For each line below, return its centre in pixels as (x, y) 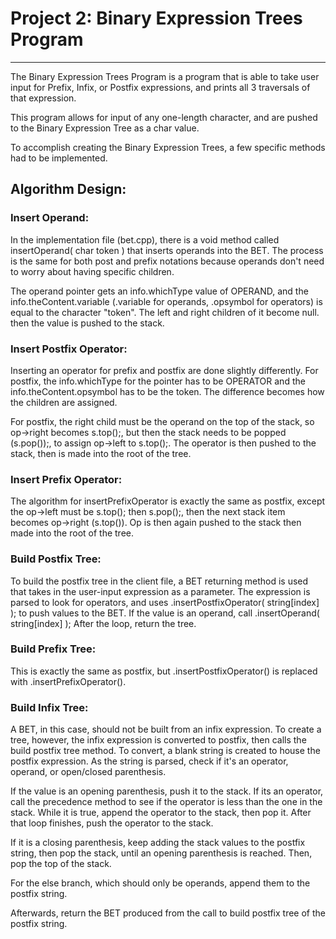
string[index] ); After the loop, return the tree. (103, 623)
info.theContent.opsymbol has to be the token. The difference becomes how (167, 391)
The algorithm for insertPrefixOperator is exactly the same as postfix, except (168, 501)
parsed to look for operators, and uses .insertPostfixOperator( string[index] (165, 602)
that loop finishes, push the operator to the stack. (112, 823)
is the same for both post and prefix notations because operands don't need (167, 261)
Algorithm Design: (68, 189)
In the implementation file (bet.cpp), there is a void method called (145, 239)
